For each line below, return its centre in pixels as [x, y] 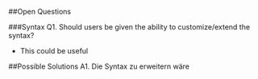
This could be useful [54, 51]
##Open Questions [40, 12]
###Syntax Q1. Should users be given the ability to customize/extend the [129, 27]
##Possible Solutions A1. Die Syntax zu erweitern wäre [99, 66]
